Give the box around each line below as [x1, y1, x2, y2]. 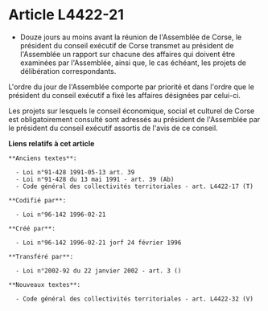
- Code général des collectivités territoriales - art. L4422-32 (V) [15, 295, 254, 303]
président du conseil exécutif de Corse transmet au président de [19, 40, 234, 50]
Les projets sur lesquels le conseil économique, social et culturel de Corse [8, 106, 255, 116]
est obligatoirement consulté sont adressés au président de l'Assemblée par [8, 114, 261, 124]
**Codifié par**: [8, 196, 67, 204]
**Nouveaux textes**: [8, 280, 81, 288]
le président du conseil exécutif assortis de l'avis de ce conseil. [8, 123, 219, 133]
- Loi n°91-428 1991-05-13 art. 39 [15, 168, 135, 176]
